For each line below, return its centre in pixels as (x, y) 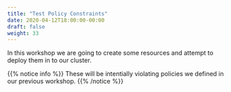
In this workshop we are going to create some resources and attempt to (110, 53)
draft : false (26, 26)
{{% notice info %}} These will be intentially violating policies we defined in (115, 74)
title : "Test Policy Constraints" (58, 14)
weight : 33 (23, 33)
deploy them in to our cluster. (50, 61)
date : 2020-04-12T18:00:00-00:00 (56, 20)
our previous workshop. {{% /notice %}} (65, 82)
